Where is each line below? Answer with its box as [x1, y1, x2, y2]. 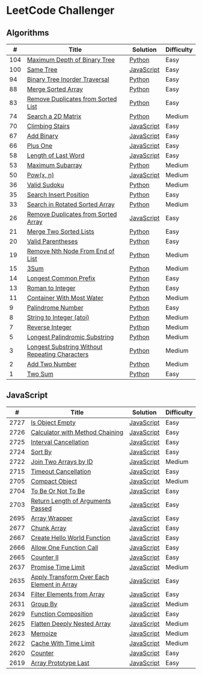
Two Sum [26, 370, 54, 378]
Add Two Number [26, 360, 77, 368]
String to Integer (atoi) [26, 313, 90, 321]
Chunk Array [31, 524, 67, 532]
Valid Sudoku [26, 181, 64, 189]
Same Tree [26, 66, 58, 74]
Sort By [31, 447, 52, 456]
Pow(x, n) [26, 171, 54, 179]
